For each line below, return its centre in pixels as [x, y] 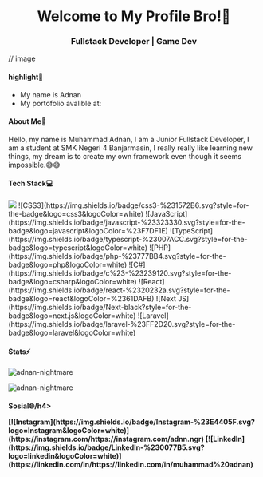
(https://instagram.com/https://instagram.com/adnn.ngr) [106, 439]
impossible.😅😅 [35, 165]
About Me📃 [27, 121]
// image [22, 58]
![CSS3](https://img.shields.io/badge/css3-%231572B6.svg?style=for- [133, 205]
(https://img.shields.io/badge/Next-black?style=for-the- [100, 308]
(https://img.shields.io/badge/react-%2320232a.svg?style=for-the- [119, 290]
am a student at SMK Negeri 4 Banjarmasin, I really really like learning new [131, 148]
